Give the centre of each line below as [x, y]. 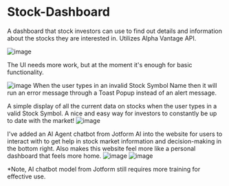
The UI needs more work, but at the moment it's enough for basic [100, 65]
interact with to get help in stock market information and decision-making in [115, 141]
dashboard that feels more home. [54, 156]
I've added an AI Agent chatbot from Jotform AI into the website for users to [115, 134]
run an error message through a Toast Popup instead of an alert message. [112, 93]
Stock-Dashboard [58, 12]
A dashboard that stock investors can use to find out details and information [115, 31]
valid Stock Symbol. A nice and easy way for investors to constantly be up [112, 113]
